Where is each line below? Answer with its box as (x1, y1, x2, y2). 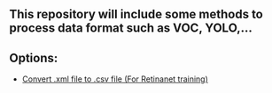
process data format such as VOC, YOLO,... (9, 21, 253, 36)
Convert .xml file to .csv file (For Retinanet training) (21, 74, 208, 84)
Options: (9, 50, 58, 65)
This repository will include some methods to (9, 7, 263, 22)
